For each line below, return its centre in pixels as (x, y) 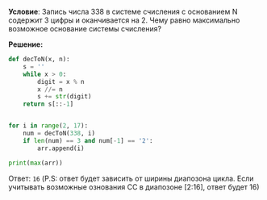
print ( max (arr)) (35, 163)
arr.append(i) (61, 148)
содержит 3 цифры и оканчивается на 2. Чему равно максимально (124, 20)
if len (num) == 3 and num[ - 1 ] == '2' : (88, 140)
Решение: (26, 44)
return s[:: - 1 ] (48, 104)
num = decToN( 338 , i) (59, 133)
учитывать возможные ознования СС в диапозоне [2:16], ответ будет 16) (134, 187)
